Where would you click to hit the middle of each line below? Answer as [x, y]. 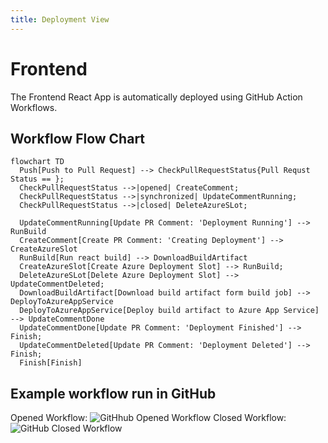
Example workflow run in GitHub [113, 393]
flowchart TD [37, 162]
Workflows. [34, 107]
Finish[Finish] [51, 363]
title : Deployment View [60, 19]
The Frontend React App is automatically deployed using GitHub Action [156, 97]
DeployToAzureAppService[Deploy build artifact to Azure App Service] [169, 311]
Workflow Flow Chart [78, 138]
